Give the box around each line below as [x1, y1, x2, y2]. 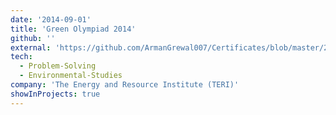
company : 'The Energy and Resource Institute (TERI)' [10, 80, 240, 90]
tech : [10, 52, 33, 62]
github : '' [10, 33, 56, 43]
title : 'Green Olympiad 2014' [10, 24, 137, 34]
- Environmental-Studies [19, 71, 123, 81]
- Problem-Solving [19, 61, 97, 71]
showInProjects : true [10, 89, 101, 99]
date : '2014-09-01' [10, 14, 92, 25]
